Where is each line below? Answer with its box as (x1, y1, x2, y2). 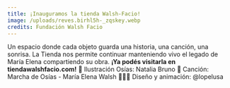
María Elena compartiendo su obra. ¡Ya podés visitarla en (7, 58, 176, 66)
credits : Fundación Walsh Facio (7, 23, 103, 30)
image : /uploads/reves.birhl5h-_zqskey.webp (7, 17, 141, 24)
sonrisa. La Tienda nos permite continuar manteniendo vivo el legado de (7, 50, 219, 58)
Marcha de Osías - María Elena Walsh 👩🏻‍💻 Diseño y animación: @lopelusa (7, 73, 224, 81)
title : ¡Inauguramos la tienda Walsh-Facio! (7, 10, 141, 18)
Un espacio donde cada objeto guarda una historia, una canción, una (7, 43, 209, 51)
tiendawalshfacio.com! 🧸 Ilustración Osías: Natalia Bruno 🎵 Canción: (7, 65, 209, 74)
